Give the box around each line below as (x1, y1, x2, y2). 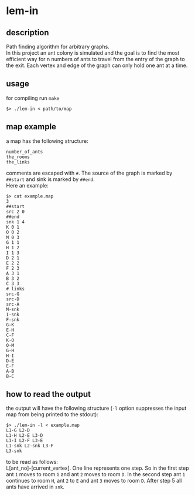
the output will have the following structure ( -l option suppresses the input (6, 404, 187, 412)
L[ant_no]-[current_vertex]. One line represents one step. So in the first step (6, 464, 189, 471)
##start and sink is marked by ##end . (6, 175, 95, 183)
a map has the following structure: (6, 137, 89, 145)
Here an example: (6, 182, 49, 189)
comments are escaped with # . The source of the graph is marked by (6, 169, 173, 176)
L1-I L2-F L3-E (6, 438, 43, 444)
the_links (6, 159, 30, 165)
